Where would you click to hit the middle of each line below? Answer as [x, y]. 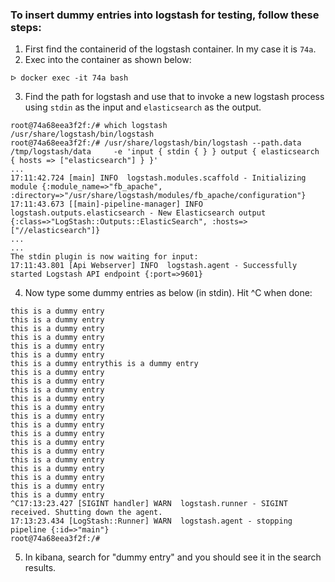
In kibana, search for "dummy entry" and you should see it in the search [173, 557]
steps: [26, 27]
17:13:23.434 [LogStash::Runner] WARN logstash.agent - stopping [151, 521]
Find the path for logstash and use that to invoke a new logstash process [174, 97]
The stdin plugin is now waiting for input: [104, 257]
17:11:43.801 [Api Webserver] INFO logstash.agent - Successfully [154, 266]
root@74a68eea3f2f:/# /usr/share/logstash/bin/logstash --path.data [156, 143]
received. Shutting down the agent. [86, 513]
